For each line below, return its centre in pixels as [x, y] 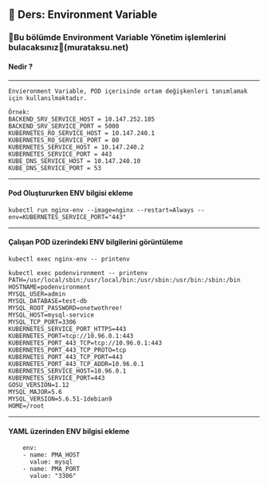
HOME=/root [26, 406]
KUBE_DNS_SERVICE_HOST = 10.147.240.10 [75, 161]
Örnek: [19, 112]
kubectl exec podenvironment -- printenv [78, 273]
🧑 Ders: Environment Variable [83, 15]
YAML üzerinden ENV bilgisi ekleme [69, 431]
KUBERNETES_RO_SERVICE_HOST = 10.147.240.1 [82, 133]
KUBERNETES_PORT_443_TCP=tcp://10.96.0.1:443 [85, 343]
